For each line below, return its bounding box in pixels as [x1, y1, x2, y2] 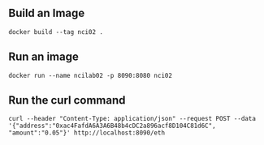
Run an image [8, 50, 79, 64]
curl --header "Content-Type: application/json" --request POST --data [8, 115, 256, 123]
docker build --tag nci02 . [8, 28, 104, 36]
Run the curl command [8, 93, 126, 108]
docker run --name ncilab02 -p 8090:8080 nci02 [8, 71, 173, 79]
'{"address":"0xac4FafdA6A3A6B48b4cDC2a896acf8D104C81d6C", [8, 122, 217, 130]
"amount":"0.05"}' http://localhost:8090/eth [8, 129, 165, 137]
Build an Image [8, 6, 85, 20]
